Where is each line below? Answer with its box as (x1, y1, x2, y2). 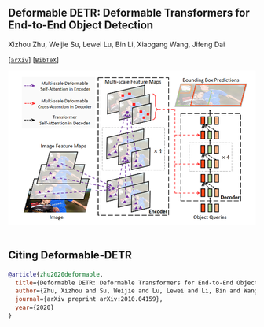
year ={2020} (15, 303, 55, 312)
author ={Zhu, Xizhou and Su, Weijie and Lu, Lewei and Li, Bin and (15, 287, 241, 295)
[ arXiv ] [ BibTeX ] (8, 54, 60, 64)
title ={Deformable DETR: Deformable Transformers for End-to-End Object (15, 279, 258, 287)
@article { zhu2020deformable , (8, 270, 104, 278)
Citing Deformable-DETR (8, 248, 132, 262)
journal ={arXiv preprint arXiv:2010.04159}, (15, 295, 163, 303)
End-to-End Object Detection (8, 19, 154, 32)
